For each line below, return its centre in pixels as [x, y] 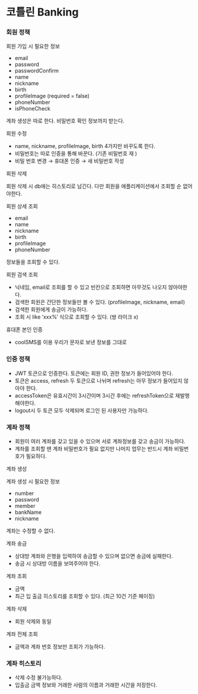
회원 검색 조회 [22, 275]
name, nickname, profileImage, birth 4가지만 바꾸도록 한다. [85, 146]
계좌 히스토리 [24, 663]
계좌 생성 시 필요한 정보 [33, 481]
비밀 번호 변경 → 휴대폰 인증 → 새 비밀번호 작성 [69, 161]
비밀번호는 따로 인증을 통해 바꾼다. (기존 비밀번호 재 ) [76, 154]
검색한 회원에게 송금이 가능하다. [51, 310]
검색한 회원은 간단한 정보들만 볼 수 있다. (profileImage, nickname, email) [100, 302]
